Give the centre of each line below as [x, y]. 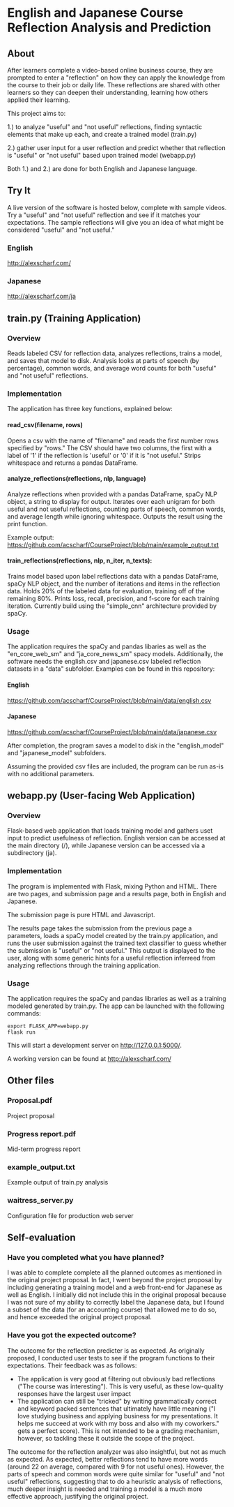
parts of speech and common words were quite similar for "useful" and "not [116, 1473]
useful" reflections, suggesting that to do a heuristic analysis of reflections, [115, 1481]
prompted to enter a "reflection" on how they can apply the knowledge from [116, 77]
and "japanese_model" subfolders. [57, 752]
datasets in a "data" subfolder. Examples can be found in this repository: [111, 669]
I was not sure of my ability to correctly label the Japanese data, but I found [116, 1302]
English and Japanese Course [95, 13]
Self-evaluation [41, 1237]
